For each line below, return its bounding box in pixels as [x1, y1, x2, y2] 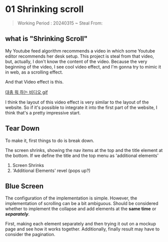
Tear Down [5, 124, 40, 133]
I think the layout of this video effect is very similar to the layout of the [5, 99, 149, 105]
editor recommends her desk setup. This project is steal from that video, [5, 53, 154, 59]
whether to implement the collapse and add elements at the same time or [5, 206, 156, 212]
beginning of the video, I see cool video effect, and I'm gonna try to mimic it [5, 63, 161, 69]
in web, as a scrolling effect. [5, 69, 63, 75]
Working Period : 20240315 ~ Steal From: [17, 20, 103, 26]
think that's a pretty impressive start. [5, 109, 81, 115]
